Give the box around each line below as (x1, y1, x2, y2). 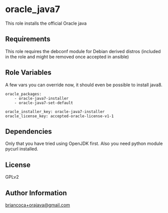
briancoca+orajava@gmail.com (5, 202, 71, 208)
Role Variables (5, 68, 51, 77)
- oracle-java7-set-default (14, 100, 73, 105)
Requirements (5, 35, 50, 43)
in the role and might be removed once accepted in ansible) (5, 54, 129, 60)
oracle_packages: (5, 91, 42, 96)
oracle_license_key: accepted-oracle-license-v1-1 (5, 114, 114, 119)
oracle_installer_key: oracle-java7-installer (5, 109, 105, 114)
